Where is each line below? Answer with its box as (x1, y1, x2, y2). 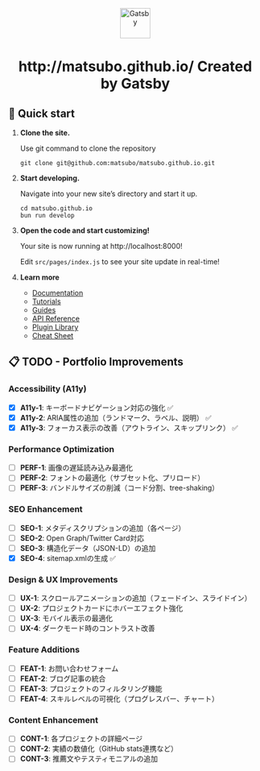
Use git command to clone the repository (19, 143, 156, 153)
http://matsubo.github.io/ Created (18, 57, 253, 76)
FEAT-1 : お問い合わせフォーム (19, 663, 119, 673)
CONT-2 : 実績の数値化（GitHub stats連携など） (19, 744, 179, 753)
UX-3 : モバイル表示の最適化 (19, 613, 113, 624)
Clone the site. (19, 128, 71, 137)
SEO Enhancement (8, 504, 83, 515)
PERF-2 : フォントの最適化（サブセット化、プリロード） (19, 473, 205, 483)
